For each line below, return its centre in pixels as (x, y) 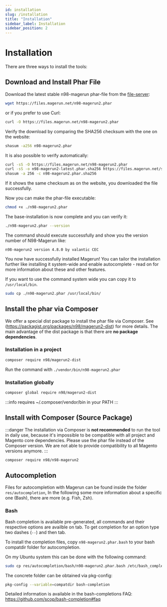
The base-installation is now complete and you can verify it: (66, 217)
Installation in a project (33, 349)
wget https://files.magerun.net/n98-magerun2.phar (59, 103)
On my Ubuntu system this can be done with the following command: (76, 557)
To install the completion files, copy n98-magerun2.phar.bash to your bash (80, 542)
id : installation (23, 10)
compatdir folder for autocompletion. (43, 547)
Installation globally (30, 382)
